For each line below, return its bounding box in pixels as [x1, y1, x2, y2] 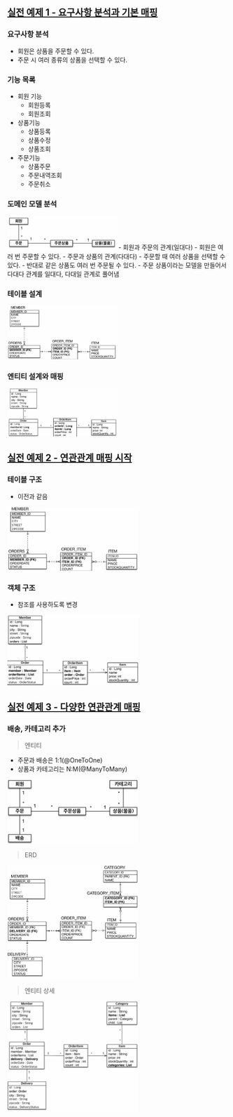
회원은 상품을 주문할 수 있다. [17, 46, 94, 55]
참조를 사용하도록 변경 [17, 600, 78, 609]
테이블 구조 [7, 475, 43, 484]
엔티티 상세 [24, 986, 55, 995]
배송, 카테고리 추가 [7, 724, 66, 734]
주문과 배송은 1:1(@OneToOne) [17, 756, 103, 765]
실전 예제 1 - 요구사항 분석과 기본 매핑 [7, 6, 158, 19]
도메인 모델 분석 [7, 199, 57, 209]
